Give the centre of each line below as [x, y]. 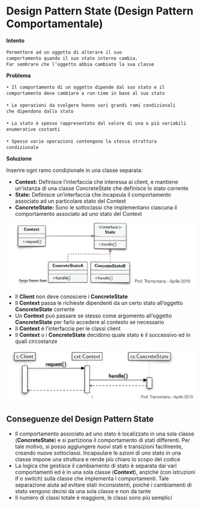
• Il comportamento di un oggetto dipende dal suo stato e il [85, 87]
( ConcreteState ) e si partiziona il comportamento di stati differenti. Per [102, 440]
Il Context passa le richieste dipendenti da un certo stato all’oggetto [99, 303]
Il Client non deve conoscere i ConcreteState [71, 297]
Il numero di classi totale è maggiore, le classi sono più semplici [93, 497]
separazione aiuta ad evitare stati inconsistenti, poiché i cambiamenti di [103, 485]
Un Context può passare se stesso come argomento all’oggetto [93, 315]
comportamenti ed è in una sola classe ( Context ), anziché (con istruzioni [105, 472]
